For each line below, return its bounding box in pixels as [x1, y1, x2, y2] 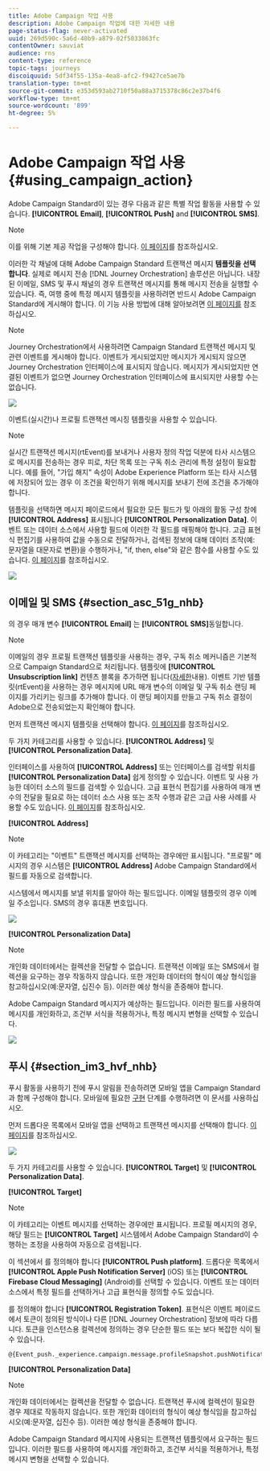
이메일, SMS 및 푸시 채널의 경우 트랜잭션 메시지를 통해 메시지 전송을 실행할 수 [16, 279, 259, 289]
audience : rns [8, 49, 56, 57]
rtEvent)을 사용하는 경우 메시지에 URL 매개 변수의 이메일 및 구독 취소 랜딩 [17, 682, 247, 692]
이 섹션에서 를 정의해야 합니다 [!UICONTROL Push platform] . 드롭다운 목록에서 [8, 1257, 260, 1266]
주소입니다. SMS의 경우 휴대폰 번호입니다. [16, 898, 149, 908]
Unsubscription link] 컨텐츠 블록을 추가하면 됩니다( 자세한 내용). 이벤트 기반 [8, 671, 247, 681]
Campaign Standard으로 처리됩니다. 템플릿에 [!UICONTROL [22, 662, 215, 671]
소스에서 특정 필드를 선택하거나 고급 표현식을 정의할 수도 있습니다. [8, 1286, 215, 1296]
